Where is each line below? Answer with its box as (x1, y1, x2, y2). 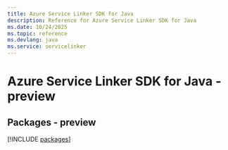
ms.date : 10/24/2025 (7, 23, 68, 30)
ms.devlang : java (7, 37, 58, 44)
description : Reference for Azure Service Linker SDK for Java (7, 17, 197, 24)
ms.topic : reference (7, 30, 68, 37)
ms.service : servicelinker (7, 43, 87, 50)
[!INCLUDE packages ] (7, 135, 71, 143)
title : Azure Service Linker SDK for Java (7, 10, 134, 18)
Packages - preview (7, 116, 96, 128)
